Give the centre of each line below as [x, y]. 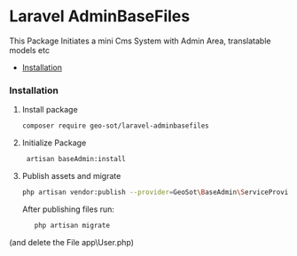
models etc [30, 50]
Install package [50, 110]
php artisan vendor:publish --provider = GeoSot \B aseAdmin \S [133, 192]
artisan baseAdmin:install [76, 159]
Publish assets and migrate [71, 175]
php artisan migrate [72, 225]
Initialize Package [54, 143]
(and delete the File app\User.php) [72, 242]
